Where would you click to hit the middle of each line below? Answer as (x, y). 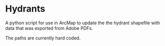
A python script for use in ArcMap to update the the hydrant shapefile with (83, 23)
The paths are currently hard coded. (43, 38)
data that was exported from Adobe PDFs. (49, 28)
